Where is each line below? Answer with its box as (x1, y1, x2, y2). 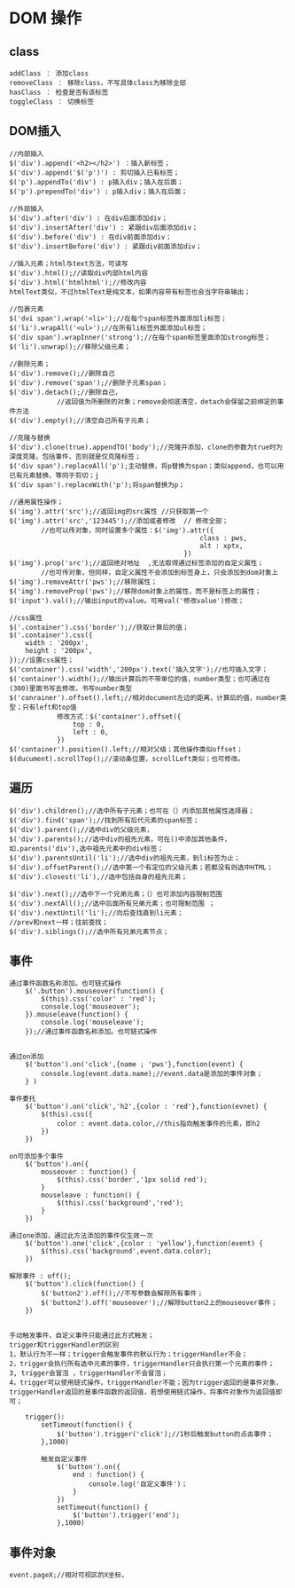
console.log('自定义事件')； (88, 1480, 188, 1489)
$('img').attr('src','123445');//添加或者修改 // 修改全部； (9, 516, 229, 525)
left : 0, (72, 727, 109, 736)
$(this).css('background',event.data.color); (41, 1247, 213, 1256)
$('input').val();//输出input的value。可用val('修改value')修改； (9, 596, 245, 605)
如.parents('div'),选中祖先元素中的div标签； (9, 844, 164, 853)
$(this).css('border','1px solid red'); (56, 1175, 208, 1184)
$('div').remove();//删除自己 (9, 369, 115, 378)
